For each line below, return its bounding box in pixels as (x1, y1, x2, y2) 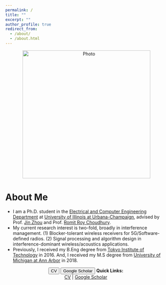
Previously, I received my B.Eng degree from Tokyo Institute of (12, 246, 145, 252)
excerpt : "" (5, 17, 31, 22)
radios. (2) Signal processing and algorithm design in (30, 235, 141, 242)
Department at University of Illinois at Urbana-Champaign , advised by (12, 213, 160, 220)
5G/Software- (131, 230, 160, 236)
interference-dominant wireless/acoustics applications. (12, 241, 129, 247)
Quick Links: (96, 267, 124, 274)
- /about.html (10, 36, 40, 41)
